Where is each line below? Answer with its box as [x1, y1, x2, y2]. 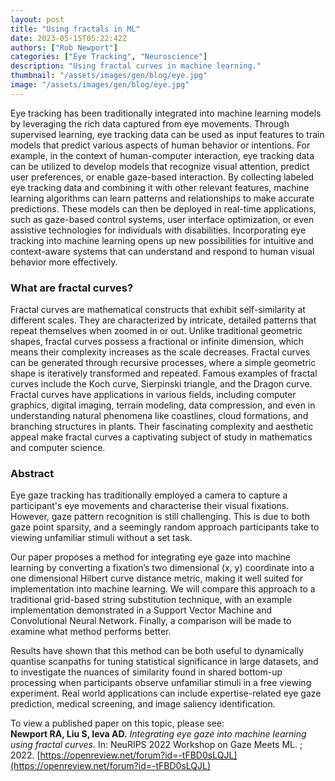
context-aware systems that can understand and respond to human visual [10, 245, 315, 257]
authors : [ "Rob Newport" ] [10, 42, 118, 53]
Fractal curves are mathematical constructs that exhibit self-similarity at [10, 304, 306, 316]
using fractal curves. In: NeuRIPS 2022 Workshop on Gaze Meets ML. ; [10, 739, 303, 751]
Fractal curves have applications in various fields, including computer [10, 389, 297, 401]
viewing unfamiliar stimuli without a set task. [10, 532, 193, 544]
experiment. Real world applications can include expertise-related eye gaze [10, 687, 322, 700]
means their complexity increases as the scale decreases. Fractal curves [10, 346, 311, 358]
